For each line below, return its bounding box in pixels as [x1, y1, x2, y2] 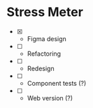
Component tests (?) [27, 79, 87, 87]
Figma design [27, 34, 67, 43]
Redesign [27, 64, 55, 72]
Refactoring [27, 49, 61, 58]
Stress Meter [6, 4, 83, 20]
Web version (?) [27, 93, 73, 102]
